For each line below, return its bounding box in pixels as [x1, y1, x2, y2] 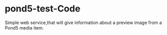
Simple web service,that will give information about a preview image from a [5, 19, 162, 25]
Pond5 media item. [5, 24, 44, 30]
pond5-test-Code [5, 3, 81, 14]
